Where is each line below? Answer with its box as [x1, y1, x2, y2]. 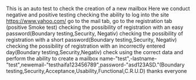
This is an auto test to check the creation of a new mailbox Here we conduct [6, 5, 190, 12]
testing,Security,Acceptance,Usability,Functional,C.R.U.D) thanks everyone [6, 68, 187, 74]
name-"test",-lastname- [99, 55, 157, 62]
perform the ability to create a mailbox [6, 55, 99, 62]
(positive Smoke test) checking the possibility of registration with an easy [6, 24, 184, 31]
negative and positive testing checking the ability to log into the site [6, 11, 169, 18]
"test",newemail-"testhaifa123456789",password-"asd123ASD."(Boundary [6, 61, 185, 68]
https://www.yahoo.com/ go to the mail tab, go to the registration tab [6, 18, 173, 24]
